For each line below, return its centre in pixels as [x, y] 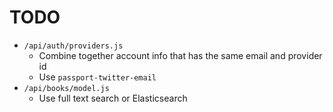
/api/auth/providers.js [73, 46]
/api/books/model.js [66, 88]
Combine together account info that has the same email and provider [180, 55]
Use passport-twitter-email [97, 77]
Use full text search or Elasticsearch [113, 98]
